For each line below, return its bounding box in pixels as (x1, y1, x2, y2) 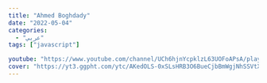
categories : (8, 26, 48, 34)
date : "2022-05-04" (8, 19, 73, 27)
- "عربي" (15, 33, 44, 42)
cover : (8, 62, 30, 71)
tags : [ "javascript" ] (8, 41, 80, 49)
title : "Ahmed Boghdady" (8, 11, 91, 20)
